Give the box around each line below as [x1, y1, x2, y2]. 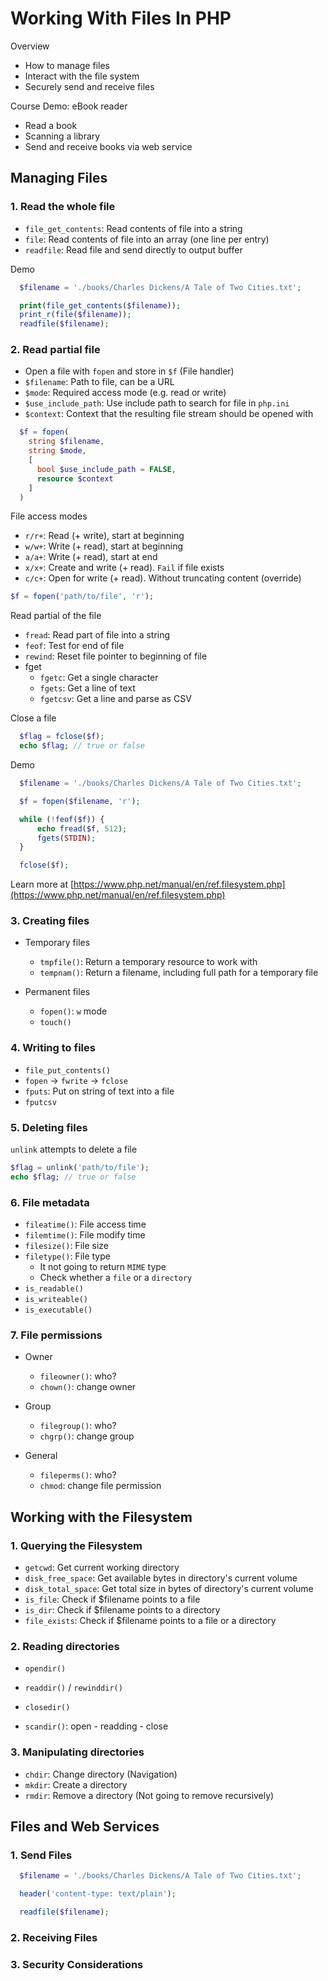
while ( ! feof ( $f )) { [19, 814, 105, 824]
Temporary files [24, 937, 91, 949]
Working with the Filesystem [10, 1508, 193, 1526]
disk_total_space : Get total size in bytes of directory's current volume [24, 1583, 314, 1595]
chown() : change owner [39, 1381, 137, 1393]
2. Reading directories [10, 1640, 120, 1654]
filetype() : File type [24, 1250, 111, 1262]
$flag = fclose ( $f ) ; [19, 732, 105, 742]
